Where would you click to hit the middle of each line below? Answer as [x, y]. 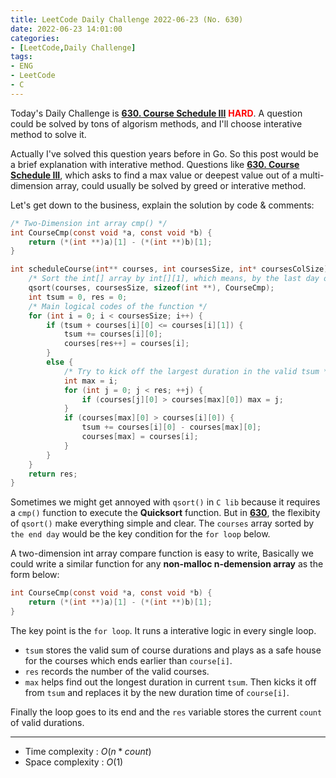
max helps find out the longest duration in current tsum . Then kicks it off [170, 682]
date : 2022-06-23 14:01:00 [66, 29]
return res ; [53, 474]
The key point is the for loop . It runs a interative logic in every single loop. [163, 630]
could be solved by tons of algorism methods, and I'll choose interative [156, 123]
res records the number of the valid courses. [117, 671]
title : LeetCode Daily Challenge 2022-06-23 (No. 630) [127, 19]
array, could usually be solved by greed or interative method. [181, 185]
